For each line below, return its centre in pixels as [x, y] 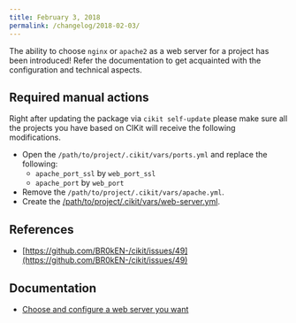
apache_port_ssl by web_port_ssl [95, 173]
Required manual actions [79, 97]
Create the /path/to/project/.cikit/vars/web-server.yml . [121, 202]
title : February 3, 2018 [55, 17]
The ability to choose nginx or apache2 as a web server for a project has [139, 50]
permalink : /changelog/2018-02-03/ [75, 26]
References [42, 230]
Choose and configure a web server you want [105, 309]
